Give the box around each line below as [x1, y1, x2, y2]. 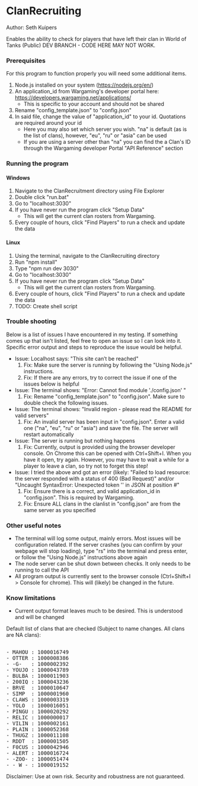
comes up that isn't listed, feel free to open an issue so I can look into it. [6, 337, 182, 344]
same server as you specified [23, 506, 96, 513]
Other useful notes [6, 521, 62, 529]
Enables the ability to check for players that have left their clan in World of [6, 35, 187, 42]
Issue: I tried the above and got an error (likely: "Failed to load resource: [14, 468, 191, 476]
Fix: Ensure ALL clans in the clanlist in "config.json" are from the [23, 500, 181, 507]
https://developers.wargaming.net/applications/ [14, 94, 132, 102]
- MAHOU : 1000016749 [6, 649, 69, 656]
